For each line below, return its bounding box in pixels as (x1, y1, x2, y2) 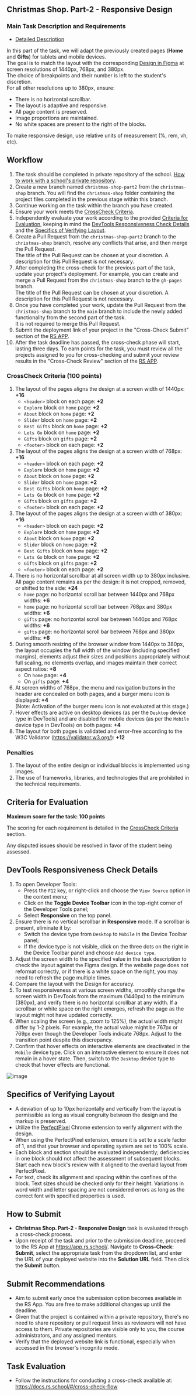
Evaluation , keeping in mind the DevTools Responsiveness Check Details (15, 220, 190, 227)
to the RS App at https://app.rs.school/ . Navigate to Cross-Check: (15, 1243, 174, 1250)
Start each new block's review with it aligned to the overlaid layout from (15, 1161, 187, 1168)
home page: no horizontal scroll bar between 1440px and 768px (23, 591, 175, 598)
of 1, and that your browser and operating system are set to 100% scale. (15, 1142, 188, 1149)
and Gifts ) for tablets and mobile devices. (6, 53, 107, 60)
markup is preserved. (15, 1117, 66, 1124)
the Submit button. (15, 1262, 61, 1269)
